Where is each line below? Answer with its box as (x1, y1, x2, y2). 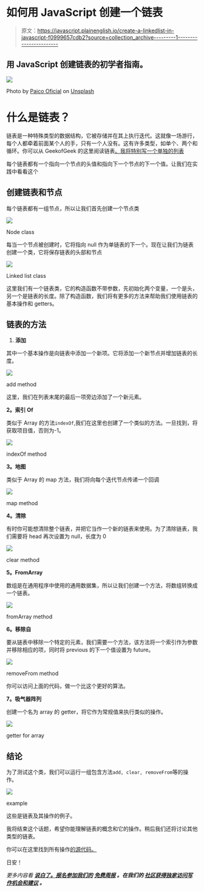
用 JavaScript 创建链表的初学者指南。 (6, 59, 148, 70)
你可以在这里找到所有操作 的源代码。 (6, 846, 97, 853)
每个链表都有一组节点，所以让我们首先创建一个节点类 (6, 205, 140, 212)
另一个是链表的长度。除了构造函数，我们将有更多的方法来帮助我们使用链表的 (6, 292, 198, 299)
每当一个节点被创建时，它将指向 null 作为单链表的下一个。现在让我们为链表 (6, 241, 194, 248)
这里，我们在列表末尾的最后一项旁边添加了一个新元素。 (6, 394, 144, 401)
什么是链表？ (6, 110, 71, 124)
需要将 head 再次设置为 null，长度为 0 (11, 533, 106, 540)
